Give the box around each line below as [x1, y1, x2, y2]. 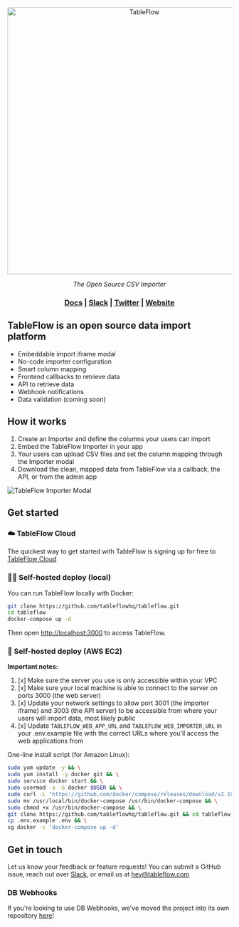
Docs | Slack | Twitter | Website [64, 297, 175, 307]
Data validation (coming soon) [17, 395, 107, 403]
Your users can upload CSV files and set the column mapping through [17, 450, 223, 458]
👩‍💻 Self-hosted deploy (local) [7, 573, 112, 583]
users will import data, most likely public [17, 714, 136, 723]
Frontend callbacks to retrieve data [17, 372, 120, 381]
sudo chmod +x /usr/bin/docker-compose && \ [7, 804, 142, 811]
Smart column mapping [17, 364, 87, 373]
